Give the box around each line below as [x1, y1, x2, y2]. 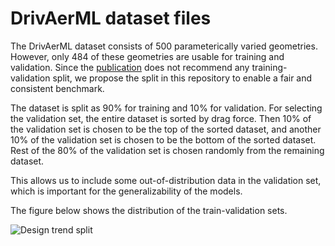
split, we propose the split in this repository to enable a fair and [52, 72, 313, 84]
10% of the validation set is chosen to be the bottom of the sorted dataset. [10, 133, 317, 146]
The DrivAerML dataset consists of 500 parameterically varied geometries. [10, 40, 318, 52]
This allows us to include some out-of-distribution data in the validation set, [10, 174, 322, 186]
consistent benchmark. [10, 82, 105, 94]
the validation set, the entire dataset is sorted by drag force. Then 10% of [10, 112, 312, 124]
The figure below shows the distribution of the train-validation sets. [10, 204, 288, 216]
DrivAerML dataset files [10, 7, 212, 30]
